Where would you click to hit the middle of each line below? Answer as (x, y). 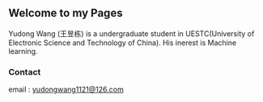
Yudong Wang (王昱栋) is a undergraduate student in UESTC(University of (131, 33)
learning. (23, 51)
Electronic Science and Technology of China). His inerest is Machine (123, 43)
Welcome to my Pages (66, 13)
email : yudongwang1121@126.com (66, 90)
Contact (25, 71)
